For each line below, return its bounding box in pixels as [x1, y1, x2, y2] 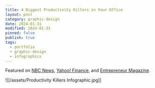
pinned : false [5, 30, 35, 35]
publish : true [5, 35, 35, 40]
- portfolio [10, 44, 35, 49]
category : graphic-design [5, 16, 60, 21]
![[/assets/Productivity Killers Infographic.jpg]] [5, 77, 102, 83]
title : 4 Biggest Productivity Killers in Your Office [5, 7, 123, 12]
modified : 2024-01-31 [5, 26, 51, 31]
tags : [5, 40, 17, 45]
